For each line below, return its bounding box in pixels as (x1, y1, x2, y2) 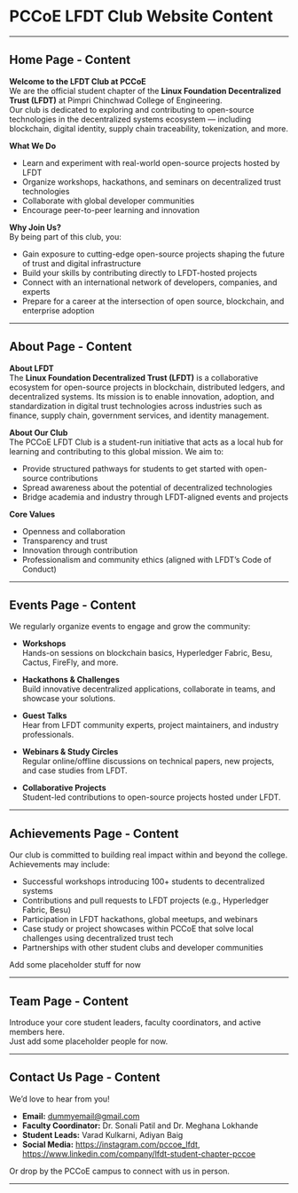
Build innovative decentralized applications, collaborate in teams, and (21, 683, 276, 694)
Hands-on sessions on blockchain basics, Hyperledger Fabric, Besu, (21, 648, 273, 659)
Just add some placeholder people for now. (9, 1036, 169, 1047)
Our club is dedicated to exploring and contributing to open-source (9, 104, 255, 115)
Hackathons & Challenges (21, 675, 120, 685)
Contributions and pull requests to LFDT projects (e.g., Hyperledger (21, 895, 269, 906)
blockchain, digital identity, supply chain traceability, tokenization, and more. (9, 122, 288, 134)
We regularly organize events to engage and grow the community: (9, 621, 251, 632)
